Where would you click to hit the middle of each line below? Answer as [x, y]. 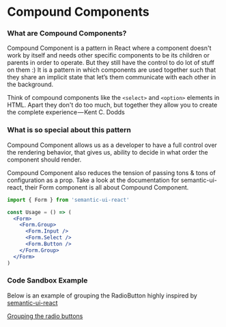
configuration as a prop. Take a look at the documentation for [93, 180]
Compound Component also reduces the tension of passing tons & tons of [112, 172]
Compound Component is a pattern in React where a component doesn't [109, 48]
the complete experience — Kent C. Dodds [66, 112]
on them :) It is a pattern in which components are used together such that [112, 70]
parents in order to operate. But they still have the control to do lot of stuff [111, 63]
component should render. [44, 159]
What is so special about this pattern [69, 130]
